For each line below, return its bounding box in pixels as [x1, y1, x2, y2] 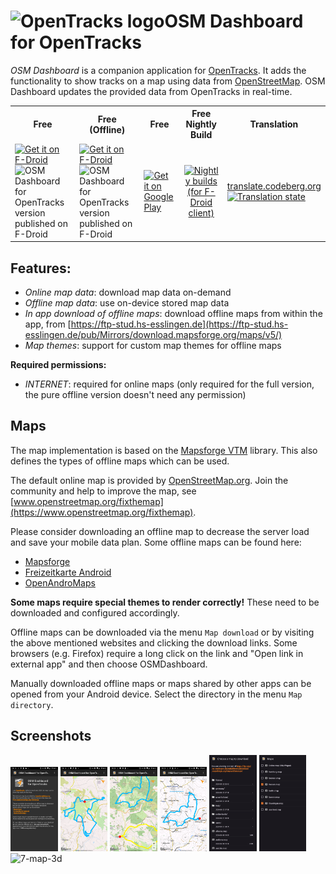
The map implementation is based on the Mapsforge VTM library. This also [10, 444, 318, 456]
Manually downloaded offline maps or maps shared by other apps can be [10, 677, 312, 689]
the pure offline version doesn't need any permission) [24, 389, 247, 400]
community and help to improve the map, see [10, 485, 197, 497]
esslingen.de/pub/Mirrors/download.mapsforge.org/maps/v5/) [24, 329, 283, 340]
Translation [249, 118, 299, 130]
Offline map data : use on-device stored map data [24, 297, 230, 309]
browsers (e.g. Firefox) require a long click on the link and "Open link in [10, 647, 304, 659]
